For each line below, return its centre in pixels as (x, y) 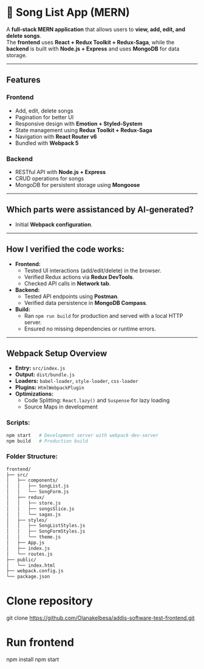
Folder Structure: (32, 457)
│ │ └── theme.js (34, 537)
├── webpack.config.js (35, 571)
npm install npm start (33, 659)
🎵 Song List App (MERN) (68, 12)
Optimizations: (34, 394)
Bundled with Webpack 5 (47, 143)
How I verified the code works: (65, 249)
